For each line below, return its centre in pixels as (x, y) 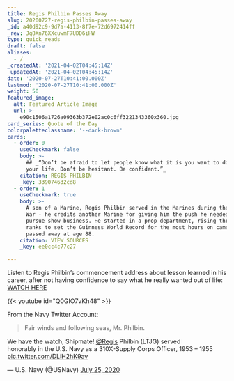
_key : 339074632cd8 (48, 182)
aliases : (20, 53)
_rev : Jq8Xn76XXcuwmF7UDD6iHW (51, 33)
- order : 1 (29, 189)
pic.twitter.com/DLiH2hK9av (48, 357)
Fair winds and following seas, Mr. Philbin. (84, 328)
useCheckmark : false (49, 150)
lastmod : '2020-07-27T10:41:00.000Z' (62, 85)
